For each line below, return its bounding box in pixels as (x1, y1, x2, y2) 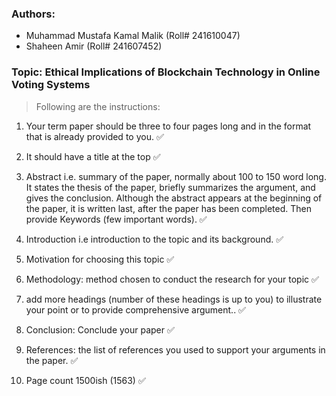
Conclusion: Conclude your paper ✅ (25, 323, 175, 336)
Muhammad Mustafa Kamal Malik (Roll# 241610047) (25, 30, 241, 42)
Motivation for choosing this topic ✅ (25, 253, 175, 265)
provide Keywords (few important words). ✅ (25, 213, 208, 225)
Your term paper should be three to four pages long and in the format (25, 120, 312, 132)
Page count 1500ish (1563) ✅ (25, 374, 146, 386)
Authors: (11, 7, 56, 21)
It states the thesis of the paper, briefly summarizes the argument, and (25, 181, 316, 193)
